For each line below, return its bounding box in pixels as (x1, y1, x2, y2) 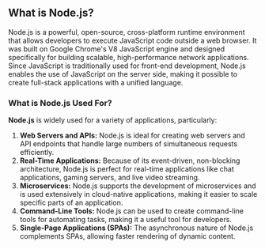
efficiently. (19, 148, 55, 157)
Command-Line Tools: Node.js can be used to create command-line (19, 206, 244, 216)
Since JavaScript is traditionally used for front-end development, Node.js (8, 61, 247, 70)
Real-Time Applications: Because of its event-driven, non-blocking (19, 156, 240, 165)
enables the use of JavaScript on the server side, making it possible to (8, 69, 238, 78)
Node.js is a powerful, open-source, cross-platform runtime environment (8, 27, 245, 36)
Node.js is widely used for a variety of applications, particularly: (8, 115, 218, 125)
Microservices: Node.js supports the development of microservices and (19, 181, 256, 191)
